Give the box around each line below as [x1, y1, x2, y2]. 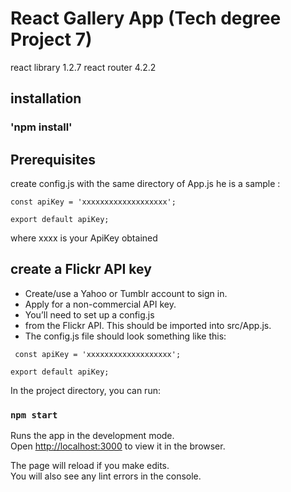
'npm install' [10, 120, 73, 134]
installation [10, 90, 82, 107]
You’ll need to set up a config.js [24, 308, 155, 321]
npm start [10, 409, 58, 421]
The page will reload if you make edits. [10, 460, 170, 472]
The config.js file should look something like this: [24, 330, 227, 342]
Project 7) [10, 28, 93, 51]
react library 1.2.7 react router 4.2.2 [10, 61, 157, 73]
